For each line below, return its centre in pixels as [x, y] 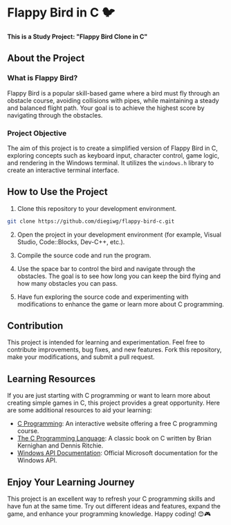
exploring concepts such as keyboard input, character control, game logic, [113, 155]
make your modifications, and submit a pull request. [81, 357]
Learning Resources [51, 379]
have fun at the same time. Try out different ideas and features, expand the [114, 506]
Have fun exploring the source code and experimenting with [103, 297]
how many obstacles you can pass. [67, 283]
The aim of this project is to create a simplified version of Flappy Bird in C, [112, 148]
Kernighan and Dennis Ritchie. [60, 445]
